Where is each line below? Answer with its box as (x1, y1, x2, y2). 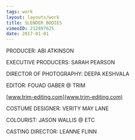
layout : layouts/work (6, 14, 60, 20)
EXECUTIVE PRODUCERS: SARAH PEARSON (6, 59, 115, 66)
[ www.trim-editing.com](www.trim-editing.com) (6, 94, 123, 101)
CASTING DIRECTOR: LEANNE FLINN (6, 128, 97, 135)
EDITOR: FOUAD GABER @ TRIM (6, 82, 86, 89)
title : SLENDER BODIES (6, 20, 62, 26)
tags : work (6, 8, 33, 15)
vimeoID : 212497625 (6, 25, 54, 32)
